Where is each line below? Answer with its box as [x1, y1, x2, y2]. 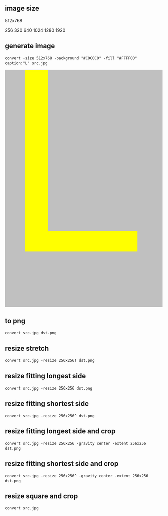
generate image [5, 42, 55, 50]
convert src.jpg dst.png [5, 331, 57, 336]
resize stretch [5, 344, 49, 353]
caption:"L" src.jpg [5, 60, 48, 66]
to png [5, 317, 26, 325]
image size [5, 4, 40, 13]
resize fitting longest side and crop [5, 427, 116, 436]
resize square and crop [5, 492, 78, 500]
